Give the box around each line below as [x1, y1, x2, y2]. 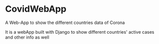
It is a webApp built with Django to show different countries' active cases [5, 29, 155, 35]
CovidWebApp [5, 3, 67, 15]
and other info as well [5, 34, 50, 40]
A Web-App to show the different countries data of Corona [5, 20, 125, 25]
